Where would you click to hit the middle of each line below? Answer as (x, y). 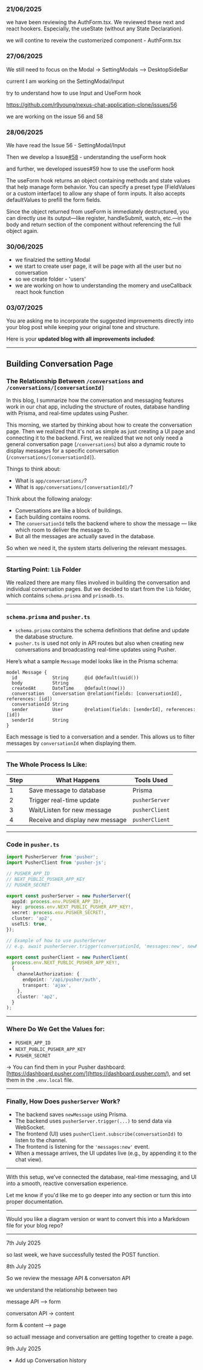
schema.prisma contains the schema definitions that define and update (102, 630)
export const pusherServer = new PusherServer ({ (69, 896)
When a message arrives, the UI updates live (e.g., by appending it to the (106, 1153)
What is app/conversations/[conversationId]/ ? (74, 487)
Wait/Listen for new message (70, 810)
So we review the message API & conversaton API (69, 1278)
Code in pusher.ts (33, 844)
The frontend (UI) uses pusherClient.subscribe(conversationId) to (98, 1134)
